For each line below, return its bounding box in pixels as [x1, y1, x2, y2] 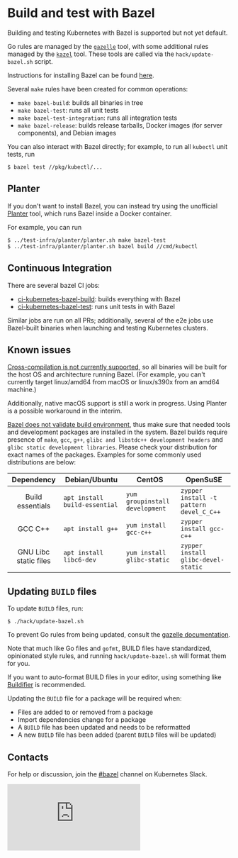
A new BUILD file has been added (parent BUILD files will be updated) [17, 730, 217, 739]
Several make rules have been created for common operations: [7, 84, 188, 93]
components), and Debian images [17, 128, 117, 137]
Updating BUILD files [7, 585, 97, 597]
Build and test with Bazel [7, 5, 155, 21]
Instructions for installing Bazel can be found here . [7, 71, 154, 79]
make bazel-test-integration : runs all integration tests [17, 113, 178, 122]
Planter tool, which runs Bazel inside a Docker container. [7, 209, 172, 218]
